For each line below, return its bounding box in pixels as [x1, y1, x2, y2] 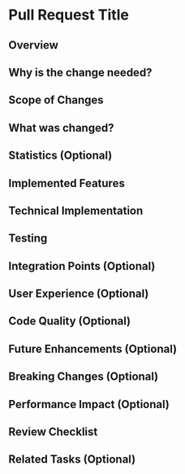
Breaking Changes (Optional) [8, 370, 159, 384]
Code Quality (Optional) [8, 315, 131, 328]
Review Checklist [8, 425, 98, 439]
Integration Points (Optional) [8, 259, 156, 273]
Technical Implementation [8, 203, 144, 217]
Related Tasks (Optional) [8, 453, 136, 467]
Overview [8, 38, 59, 52]
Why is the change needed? [8, 65, 153, 79]
